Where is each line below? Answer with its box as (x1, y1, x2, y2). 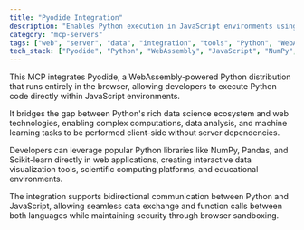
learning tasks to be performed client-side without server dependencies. (9, 127, 280, 138)
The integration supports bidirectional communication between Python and (9, 191, 290, 202)
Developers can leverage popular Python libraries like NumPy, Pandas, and (9, 145, 289, 156)
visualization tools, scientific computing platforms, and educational (9, 164, 259, 175)
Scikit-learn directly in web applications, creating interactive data (9, 154, 252, 165)
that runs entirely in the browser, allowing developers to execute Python (9, 81, 278, 92)
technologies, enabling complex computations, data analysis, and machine (9, 118, 288, 129)
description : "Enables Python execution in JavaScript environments (9, 22, 273, 31)
